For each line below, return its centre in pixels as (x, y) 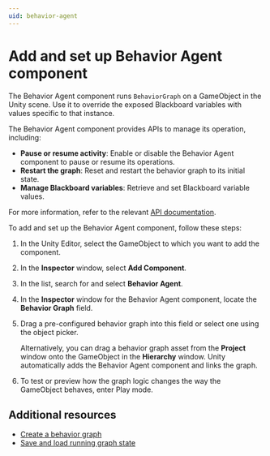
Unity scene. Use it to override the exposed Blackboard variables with (125, 104)
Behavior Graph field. (56, 308)
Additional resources (62, 415)
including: (25, 137)
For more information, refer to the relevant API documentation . (112, 212)
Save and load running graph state (78, 443)
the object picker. (49, 332)
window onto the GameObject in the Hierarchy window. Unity (122, 356)
